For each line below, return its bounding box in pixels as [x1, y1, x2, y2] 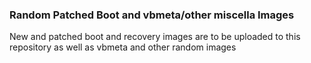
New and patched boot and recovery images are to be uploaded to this [9, 31, 301, 43]
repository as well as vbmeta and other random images [9, 41, 237, 53]
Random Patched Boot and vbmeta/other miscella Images [9, 8, 295, 22]
